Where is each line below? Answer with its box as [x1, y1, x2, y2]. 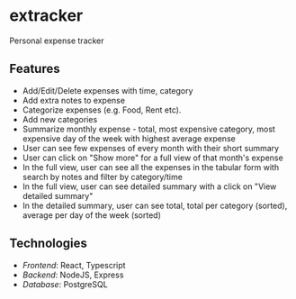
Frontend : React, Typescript [22, 259, 126, 270]
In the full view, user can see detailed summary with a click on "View [22, 181, 277, 192]
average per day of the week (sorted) [22, 209, 162, 221]
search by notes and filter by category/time [22, 171, 183, 182]
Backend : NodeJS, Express [22, 269, 124, 280]
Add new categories [22, 113, 98, 124]
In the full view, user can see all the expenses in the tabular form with [22, 161, 280, 172]
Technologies [9, 236, 88, 251]
